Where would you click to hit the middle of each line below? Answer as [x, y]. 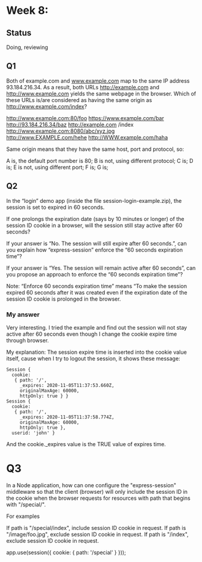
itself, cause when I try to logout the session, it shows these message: [93, 358]
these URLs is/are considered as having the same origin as [79, 100]
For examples [23, 516]
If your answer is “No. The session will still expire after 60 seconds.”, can [96, 243]
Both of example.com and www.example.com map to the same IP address [98, 81]
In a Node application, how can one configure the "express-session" [91, 485]
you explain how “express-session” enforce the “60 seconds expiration [94, 250]
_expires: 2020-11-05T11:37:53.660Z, [67, 385]
